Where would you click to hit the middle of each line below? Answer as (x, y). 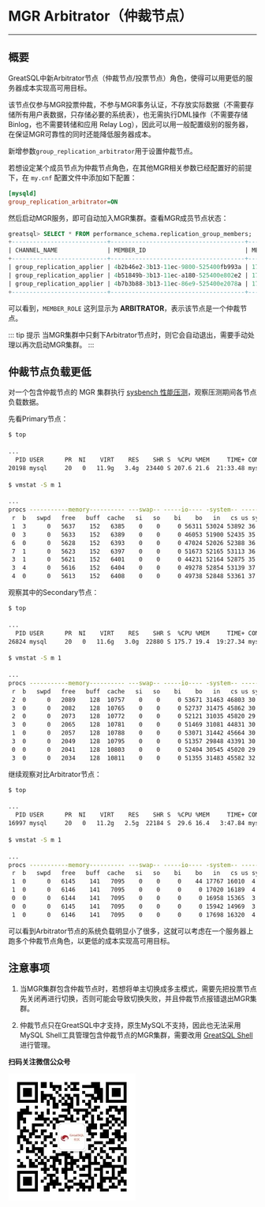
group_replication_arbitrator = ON (63, 202)
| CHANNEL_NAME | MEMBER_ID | (128, 250)
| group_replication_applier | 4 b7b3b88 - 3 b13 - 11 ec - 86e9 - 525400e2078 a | (128, 284)
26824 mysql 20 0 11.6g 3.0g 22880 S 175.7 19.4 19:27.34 (127, 641)
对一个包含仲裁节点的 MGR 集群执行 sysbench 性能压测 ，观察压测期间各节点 (132, 392)
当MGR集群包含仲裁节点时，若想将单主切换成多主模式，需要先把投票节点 (138, 988)
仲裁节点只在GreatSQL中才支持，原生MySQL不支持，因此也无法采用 (130, 1025)
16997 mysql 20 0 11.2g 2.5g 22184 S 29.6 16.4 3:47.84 (127, 824)
